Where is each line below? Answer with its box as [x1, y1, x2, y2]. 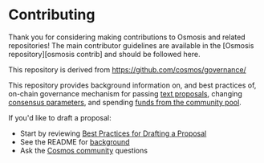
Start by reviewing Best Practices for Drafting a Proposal [19, 128, 207, 138]
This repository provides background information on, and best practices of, [8, 80, 257, 90]
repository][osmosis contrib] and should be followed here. [8, 49, 201, 59]
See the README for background [19, 137, 130, 146]
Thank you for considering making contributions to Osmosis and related [8, 32, 246, 42]
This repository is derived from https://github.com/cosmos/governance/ [8, 64, 246, 74]
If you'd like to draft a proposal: [8, 112, 112, 122]
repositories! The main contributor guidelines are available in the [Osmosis [8, 40, 254, 50]
